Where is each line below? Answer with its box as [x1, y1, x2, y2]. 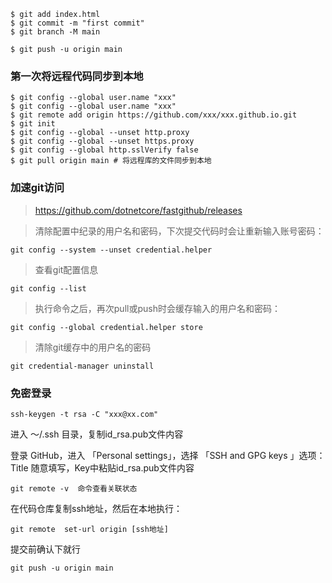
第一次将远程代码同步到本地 [10, 69, 144, 83]
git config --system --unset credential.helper [10, 245, 213, 255]
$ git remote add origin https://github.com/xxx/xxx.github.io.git [10, 110, 298, 120]
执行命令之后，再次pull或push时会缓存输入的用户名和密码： [34, 302, 281, 314]
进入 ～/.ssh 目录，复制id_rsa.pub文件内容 [10, 428, 184, 440]
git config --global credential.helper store [10, 322, 203, 332]
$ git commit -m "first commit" [10, 18, 145, 28]
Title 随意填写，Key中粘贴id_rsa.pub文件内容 [10, 461, 195, 474]
